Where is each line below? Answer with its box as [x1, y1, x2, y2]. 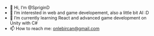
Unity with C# [9, 20, 38, 26]
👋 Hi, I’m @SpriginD [9, 5, 50, 10]
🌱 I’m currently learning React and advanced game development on [9, 15, 147, 20]
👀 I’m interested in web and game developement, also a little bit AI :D [9, 10, 149, 16]
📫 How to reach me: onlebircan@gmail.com [9, 26, 100, 31]
